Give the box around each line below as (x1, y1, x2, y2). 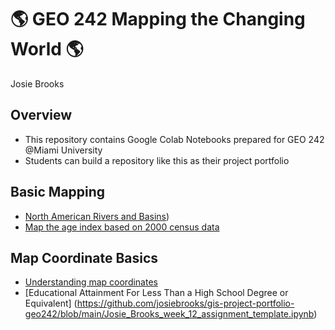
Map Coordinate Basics (10, 249, 159, 266)
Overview (10, 107, 73, 124)
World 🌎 (10, 38, 84, 61)
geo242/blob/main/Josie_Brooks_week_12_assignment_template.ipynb (24, 308, 315, 320)
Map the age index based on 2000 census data (24, 221, 220, 233)
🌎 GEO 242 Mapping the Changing (10, 8, 306, 31)
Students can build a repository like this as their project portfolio (24, 154, 290, 166)
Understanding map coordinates (24, 276, 158, 288)
